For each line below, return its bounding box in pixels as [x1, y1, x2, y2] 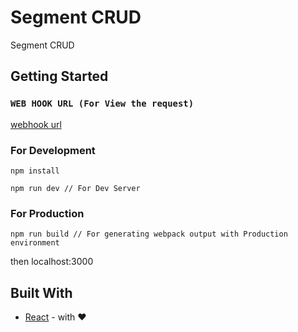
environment [10, 238, 60, 248]
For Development [10, 143, 96, 157]
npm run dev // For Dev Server [10, 183, 141, 193]
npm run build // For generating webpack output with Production [10, 229, 288, 240]
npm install [10, 166, 60, 176]
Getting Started [10, 68, 109, 85]
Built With [10, 284, 73, 301]
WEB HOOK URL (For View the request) [10, 98, 195, 110]
